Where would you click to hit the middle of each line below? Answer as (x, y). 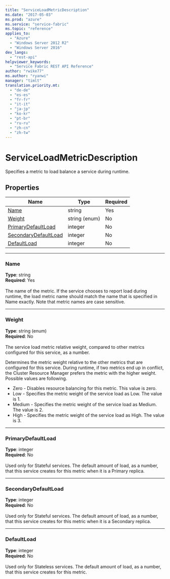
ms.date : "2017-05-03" (29, 15)
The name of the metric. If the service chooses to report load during (76, 291)
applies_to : (18, 33)
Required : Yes (20, 280)
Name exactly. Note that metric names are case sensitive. (65, 302)
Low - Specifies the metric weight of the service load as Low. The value (87, 393)
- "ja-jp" (20, 109)
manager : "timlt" (24, 81)
